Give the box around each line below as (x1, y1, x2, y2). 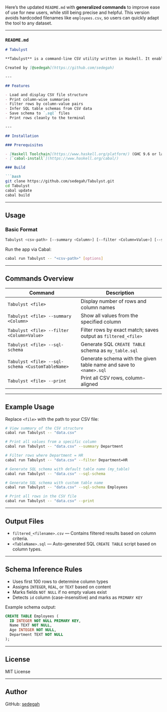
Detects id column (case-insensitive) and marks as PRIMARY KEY (12, 594, 143, 600)
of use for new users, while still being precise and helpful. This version (5, 9, 150, 15)
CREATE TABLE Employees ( (5, 613, 59, 619)
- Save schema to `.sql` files (5, 111, 70, 116)
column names (81, 304, 115, 311)
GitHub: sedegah (5, 701, 40, 707)
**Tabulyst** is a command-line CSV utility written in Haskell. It (5, 56, 150, 61)
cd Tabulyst (5, 183, 30, 188)
